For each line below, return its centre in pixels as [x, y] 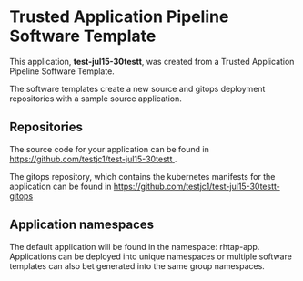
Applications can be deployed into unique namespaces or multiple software [151, 256]
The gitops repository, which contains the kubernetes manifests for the [142, 176]
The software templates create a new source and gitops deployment [137, 88]
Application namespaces [82, 225]
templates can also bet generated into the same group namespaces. [137, 265]
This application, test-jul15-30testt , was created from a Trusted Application [152, 61]
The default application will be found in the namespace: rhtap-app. [135, 246]
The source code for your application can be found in [109, 149]
